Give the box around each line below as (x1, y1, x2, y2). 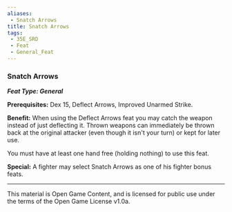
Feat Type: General (7, 87, 64, 95)
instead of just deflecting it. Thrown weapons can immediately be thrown (7, 122, 215, 130)
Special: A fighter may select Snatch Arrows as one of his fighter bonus (7, 163, 212, 171)
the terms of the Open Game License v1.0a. (7, 197, 130, 206)
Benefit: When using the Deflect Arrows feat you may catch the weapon (7, 114, 213, 122)
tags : (7, 29, 23, 37)
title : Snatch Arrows (7, 23, 70, 30)
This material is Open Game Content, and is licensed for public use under (7, 190, 215, 198)
